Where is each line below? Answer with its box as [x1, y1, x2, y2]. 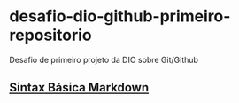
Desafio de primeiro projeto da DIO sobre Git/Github [9, 54, 199, 65]
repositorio [9, 25, 92, 45]
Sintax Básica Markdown [9, 80, 150, 95]
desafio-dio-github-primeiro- [9, 6, 231, 27]
